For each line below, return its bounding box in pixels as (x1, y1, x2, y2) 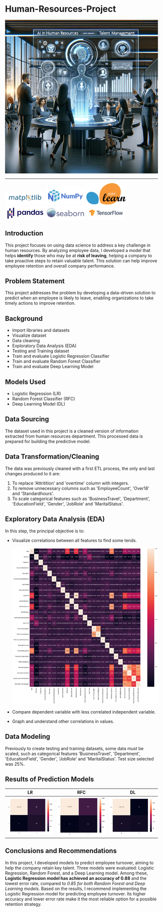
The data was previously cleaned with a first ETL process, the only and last (5, 466, 155, 471)
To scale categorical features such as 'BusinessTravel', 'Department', (12, 496, 150, 502)
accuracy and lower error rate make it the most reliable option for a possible (5, 896, 157, 902)
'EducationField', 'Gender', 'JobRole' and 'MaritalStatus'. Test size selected (5, 756, 154, 761)
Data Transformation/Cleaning (5, 452, 99, 461)
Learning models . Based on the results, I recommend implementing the (5, 886, 147, 892)
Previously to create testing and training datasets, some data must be (5, 745, 144, 751)
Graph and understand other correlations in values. (12, 718, 114, 724)
